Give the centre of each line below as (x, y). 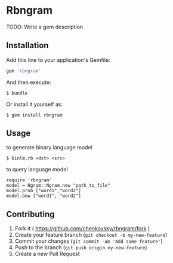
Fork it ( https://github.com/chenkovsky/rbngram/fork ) (82, 228)
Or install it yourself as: (34, 104)
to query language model (37, 170)
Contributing (30, 214)
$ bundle (17, 93)
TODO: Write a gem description (45, 27)
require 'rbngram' (29, 180)
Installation (27, 46)
